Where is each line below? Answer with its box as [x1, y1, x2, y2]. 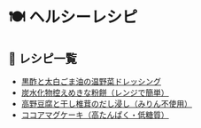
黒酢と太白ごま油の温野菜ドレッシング [20, 76, 161, 86]
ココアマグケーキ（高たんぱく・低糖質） [20, 109, 169, 120]
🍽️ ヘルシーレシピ [8, 7, 138, 28]
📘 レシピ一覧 [8, 51, 77, 66]
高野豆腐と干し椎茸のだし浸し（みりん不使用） [20, 99, 192, 108]
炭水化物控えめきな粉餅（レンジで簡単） [20, 87, 169, 98]
